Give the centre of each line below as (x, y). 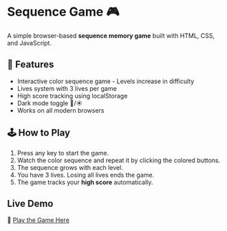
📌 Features (31, 65)
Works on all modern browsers (61, 110)
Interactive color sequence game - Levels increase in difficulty (106, 81)
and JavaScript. (29, 43)
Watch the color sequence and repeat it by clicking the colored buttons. (119, 160)
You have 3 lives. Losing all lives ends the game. (86, 175)
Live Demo (30, 203)
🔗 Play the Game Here (39, 220)
